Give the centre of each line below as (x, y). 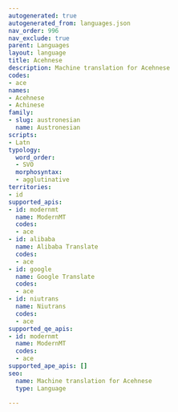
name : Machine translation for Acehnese (84, 381)
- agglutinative (42, 180)
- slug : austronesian (44, 120)
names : (19, 90)
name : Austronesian (48, 127)
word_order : (36, 157)
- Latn (19, 142)
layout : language (37, 53)
